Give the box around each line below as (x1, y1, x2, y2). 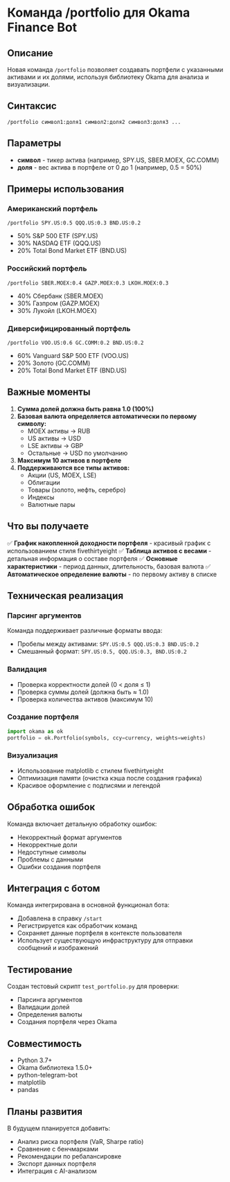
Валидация (7, 665, 47, 674)
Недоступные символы (17, 848, 87, 856)
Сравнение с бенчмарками (17, 1145, 98, 1153)
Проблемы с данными (17, 855, 83, 863)
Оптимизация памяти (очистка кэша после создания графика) (17, 773, 202, 782)
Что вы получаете (7, 521, 89, 532)
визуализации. (7, 80, 51, 88)
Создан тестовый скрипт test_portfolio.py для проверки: (7, 982, 179, 991)
